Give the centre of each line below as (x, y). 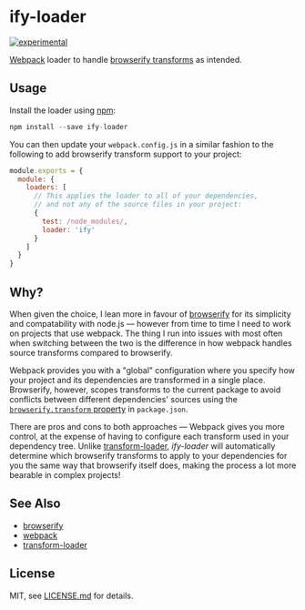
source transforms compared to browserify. (91, 352)
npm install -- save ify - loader (69, 127)
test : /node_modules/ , (85, 221)
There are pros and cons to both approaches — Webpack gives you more (147, 426)
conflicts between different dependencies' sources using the (124, 399)
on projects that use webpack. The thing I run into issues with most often (146, 333)
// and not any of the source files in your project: (138, 205)
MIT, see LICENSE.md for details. (71, 595)
